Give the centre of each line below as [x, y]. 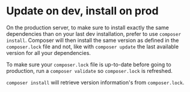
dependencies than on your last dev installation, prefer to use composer [94, 33]
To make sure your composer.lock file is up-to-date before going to [89, 65]
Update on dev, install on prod [82, 11]
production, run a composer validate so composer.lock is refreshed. [90, 70]
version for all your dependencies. [49, 53]
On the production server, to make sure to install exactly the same [88, 27]
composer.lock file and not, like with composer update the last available [93, 47]
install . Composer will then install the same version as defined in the [93, 40]
